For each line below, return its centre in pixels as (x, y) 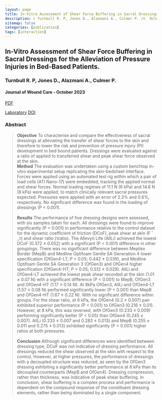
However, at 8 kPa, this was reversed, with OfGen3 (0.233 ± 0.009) (84, 310)
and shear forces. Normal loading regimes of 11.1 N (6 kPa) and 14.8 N (86, 186)
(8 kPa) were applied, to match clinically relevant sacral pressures (82, 192)
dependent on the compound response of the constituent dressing (83, 387)
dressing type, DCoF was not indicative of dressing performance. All (85, 346)
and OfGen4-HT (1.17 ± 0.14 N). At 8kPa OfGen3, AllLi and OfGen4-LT (86, 284)
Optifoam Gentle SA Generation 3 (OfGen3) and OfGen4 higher (80, 264)
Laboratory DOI (20, 112)
